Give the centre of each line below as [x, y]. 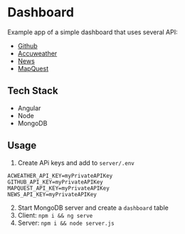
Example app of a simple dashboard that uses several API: [92, 32]
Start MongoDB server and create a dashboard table [93, 208]
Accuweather [37, 53]
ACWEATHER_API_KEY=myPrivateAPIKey [60, 176]
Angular [29, 108]
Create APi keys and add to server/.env [76, 163]
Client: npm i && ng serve [55, 215]
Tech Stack [33, 91]
